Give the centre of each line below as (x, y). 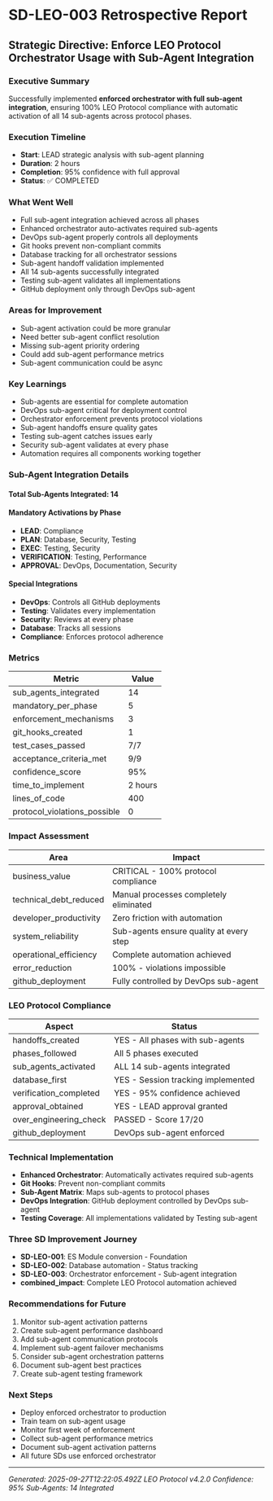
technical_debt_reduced (58, 899)
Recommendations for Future (67, 1304)
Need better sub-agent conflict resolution (90, 336)
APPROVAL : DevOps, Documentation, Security (98, 565)
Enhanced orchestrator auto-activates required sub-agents (119, 229)
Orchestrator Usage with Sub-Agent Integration (131, 57)
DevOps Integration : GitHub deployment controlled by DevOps (126, 1201)
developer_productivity (57, 918)
